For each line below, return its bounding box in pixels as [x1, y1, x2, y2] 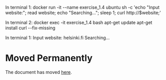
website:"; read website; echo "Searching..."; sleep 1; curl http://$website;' [5, 10, 161, 16]
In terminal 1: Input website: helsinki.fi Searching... [5, 35, 110, 41]
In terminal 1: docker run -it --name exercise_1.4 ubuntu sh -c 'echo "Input [5, 5, 160, 10]
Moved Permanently [5, 53, 93, 64]
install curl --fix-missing [5, 25, 56, 31]
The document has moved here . [5, 69, 72, 75]
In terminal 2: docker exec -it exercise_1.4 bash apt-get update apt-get [5, 20, 152, 25]
